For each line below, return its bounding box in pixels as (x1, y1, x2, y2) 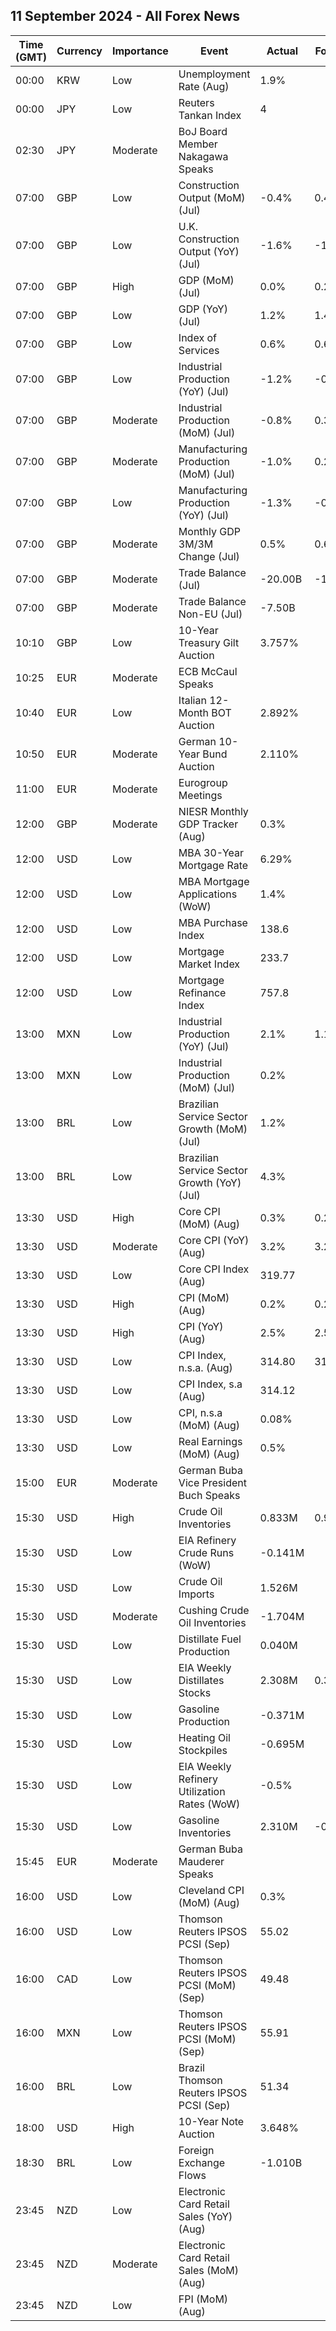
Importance (111, 44, 169, 58)
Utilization (178, 1784, 226, 1798)
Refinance (178, 985, 227, 999)
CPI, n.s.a (178, 1405, 223, 1419)
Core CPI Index (178, 1262, 250, 1276)
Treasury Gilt (178, 635, 240, 649)
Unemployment (178, 67, 251, 81)
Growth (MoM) (178, 1122, 248, 1136)
